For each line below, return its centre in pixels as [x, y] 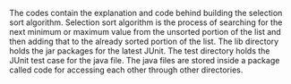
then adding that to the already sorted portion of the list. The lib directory [144, 41]
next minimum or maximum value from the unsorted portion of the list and [145, 32]
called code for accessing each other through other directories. [126, 70]
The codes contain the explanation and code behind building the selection [146, 13]
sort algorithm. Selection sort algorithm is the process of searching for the [146, 22]
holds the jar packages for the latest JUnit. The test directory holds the [140, 51]
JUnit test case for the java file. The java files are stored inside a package [145, 60]
